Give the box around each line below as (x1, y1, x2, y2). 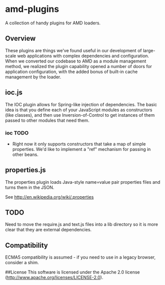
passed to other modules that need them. (5, 117, 90, 123)
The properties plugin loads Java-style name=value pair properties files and (5, 179, 161, 185)
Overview (5, 34, 36, 43)
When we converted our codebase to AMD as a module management (5, 58, 147, 64)
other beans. (12, 151, 39, 157)
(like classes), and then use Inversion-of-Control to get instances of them (5, 112, 155, 118)
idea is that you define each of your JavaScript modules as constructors (5, 107, 153, 113)
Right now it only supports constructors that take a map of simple (12, 141, 146, 147)
